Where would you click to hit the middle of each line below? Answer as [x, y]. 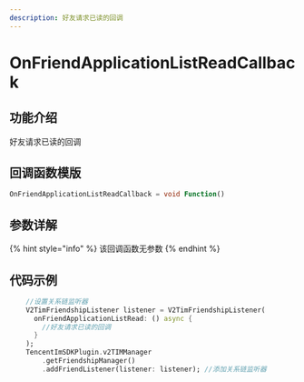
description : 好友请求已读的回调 [67, 18]
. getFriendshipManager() [89, 361]
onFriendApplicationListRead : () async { [113, 318]
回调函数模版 [45, 173]
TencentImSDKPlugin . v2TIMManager [89, 352]
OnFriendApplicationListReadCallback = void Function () [117, 195]
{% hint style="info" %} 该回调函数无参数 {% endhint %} [115, 249]
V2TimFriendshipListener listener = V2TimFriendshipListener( [146, 310]
